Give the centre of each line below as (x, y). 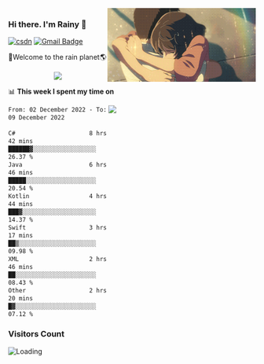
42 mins (21, 142)
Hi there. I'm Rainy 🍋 (48, 24)
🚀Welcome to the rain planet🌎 (57, 57)
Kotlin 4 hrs (58, 197)
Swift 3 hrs (58, 228)
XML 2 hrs (58, 259)
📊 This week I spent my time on (61, 92)
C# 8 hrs (58, 134)
